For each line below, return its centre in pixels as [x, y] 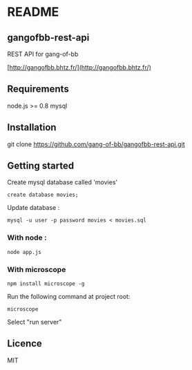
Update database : [33, 208]
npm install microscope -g [46, 284]
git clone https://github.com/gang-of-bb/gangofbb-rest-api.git [96, 144]
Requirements [38, 89]
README [33, 12]
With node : [27, 237]
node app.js [24, 252]
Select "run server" [35, 322]
